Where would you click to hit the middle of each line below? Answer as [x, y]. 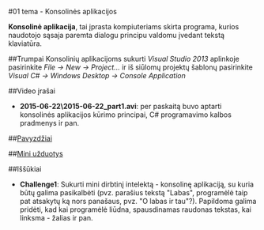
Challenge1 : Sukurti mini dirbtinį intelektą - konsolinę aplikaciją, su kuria [137, 184]
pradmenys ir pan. [49, 123]
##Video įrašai [32, 91]
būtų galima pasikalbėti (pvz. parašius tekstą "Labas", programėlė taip [134, 192]
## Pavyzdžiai [30, 138]
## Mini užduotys [36, 154]
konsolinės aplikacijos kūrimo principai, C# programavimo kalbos [125, 115]
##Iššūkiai [25, 169]
